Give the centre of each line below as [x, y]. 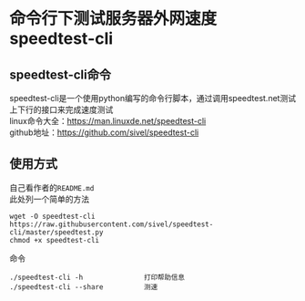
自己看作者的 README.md [52, 187]
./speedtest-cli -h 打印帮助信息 [97, 277]
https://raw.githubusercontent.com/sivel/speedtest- [112, 224]
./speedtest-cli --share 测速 [84, 287]
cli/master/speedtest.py [56, 232]
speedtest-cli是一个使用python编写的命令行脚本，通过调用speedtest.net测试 [153, 98]
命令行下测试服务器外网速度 [113, 19]
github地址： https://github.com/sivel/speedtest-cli [104, 132]
